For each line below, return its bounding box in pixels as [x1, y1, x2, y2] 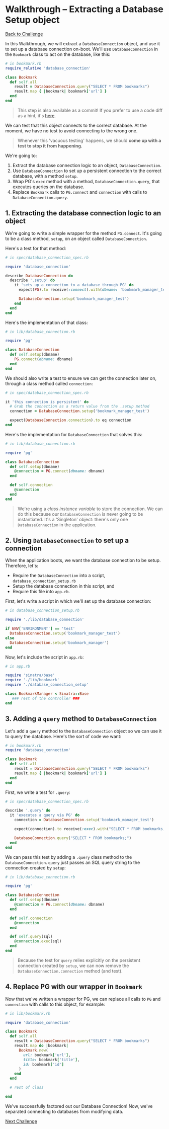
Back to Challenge [5, 31, 43, 37]
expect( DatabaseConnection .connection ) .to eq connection [10, 418, 132, 423]
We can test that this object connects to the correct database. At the [5, 122, 147, 128]
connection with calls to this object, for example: [5, 1001, 105, 1007]
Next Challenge [5, 1118, 38, 1124]
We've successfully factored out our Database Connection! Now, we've [5, 1103, 153, 1109]
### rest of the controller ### [12, 696, 80, 701]
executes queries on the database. [12, 184, 84, 190]
